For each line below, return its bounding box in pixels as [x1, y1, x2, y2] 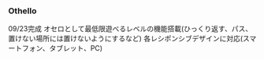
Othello [8, 5, 37, 16]
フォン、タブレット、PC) [21, 44, 103, 53]
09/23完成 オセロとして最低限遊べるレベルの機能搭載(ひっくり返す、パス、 [8, 24, 253, 34]
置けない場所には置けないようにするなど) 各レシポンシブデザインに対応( [8, 34, 244, 44]
